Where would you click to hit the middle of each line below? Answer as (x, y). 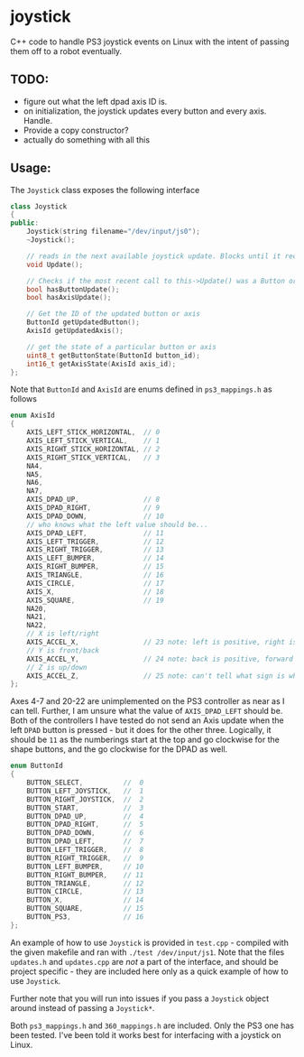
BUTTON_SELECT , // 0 (85, 783)
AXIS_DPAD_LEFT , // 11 (96, 533)
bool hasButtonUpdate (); (73, 289)
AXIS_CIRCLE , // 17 (96, 583)
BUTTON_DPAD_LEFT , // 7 (85, 841)
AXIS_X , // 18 (96, 592)
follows (23, 399)
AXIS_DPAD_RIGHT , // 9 (93, 508)
